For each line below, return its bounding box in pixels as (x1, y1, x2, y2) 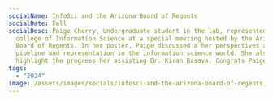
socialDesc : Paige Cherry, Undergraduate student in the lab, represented (8, 27, 267, 35)
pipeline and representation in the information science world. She (15, 49, 253, 57)
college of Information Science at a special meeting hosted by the (15, 34, 253, 43)
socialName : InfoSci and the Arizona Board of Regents (8, 11, 198, 20)
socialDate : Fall (8, 19, 67, 27)
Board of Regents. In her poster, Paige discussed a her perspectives (15, 42, 260, 50)
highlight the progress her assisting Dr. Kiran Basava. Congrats (15, 57, 245, 65)
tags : (8, 65, 27, 73)
